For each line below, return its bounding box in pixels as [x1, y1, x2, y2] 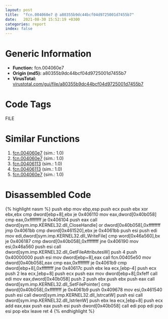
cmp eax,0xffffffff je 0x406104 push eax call [5, 216, 97, 223]
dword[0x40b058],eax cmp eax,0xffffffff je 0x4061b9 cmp [5, 259, 127, 266]
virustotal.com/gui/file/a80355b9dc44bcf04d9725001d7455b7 [12, 81, 144, 87]
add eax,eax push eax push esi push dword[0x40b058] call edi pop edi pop [5, 302, 163, 309]
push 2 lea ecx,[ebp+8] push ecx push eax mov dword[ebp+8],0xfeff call [5, 270, 158, 276]
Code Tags [5, 99, 51, 110]
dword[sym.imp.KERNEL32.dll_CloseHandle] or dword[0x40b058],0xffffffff [5, 222, 161, 228]
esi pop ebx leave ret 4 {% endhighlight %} [5, 308, 95, 314]
